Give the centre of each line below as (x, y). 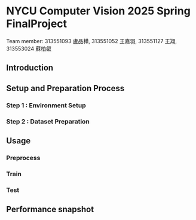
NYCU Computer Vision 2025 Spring (99, 11)
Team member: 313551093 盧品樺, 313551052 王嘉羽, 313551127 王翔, (92, 41)
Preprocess (23, 158)
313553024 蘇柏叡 (29, 49)
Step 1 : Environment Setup (46, 105)
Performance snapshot (50, 210)
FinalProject (37, 24)
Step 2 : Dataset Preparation (48, 121)
